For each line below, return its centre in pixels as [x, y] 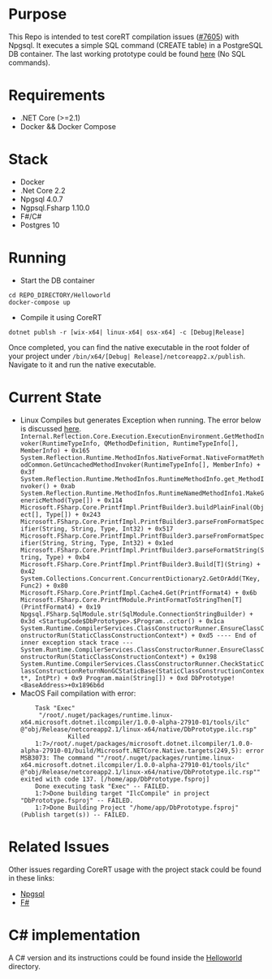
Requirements [57, 95]
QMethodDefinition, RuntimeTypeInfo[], [172, 444]
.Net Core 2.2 [43, 190]
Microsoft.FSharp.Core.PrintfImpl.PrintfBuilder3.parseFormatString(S [142, 550]
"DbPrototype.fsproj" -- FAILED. [77, 800]
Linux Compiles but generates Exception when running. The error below [140, 420]
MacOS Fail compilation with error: [78, 693]
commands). [30, 63]
